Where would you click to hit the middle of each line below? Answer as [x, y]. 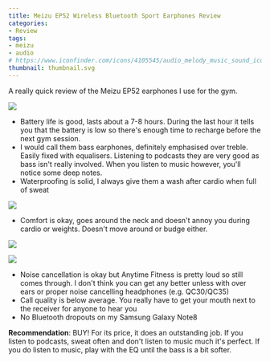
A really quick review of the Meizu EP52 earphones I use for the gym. [123, 91]
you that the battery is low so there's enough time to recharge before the [140, 130]
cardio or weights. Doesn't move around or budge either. [114, 229]
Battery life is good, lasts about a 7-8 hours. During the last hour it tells [137, 121]
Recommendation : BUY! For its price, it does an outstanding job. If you [126, 332]
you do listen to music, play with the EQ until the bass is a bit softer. [120, 349]
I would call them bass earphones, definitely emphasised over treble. [134, 147]
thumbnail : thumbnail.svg [51, 68]
